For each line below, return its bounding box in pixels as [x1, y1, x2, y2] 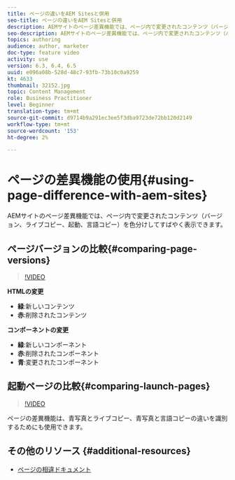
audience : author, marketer [7, 43, 90, 50]
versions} [7, 254, 51, 266]
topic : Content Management [7, 88, 86, 95]
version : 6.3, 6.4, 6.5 [7, 62, 77, 69]
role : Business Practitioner [7, 95, 92, 102]
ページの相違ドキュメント [17, 465, 92, 473]
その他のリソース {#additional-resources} [7, 445, 191, 457]
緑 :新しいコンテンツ [17, 302, 75, 310]
